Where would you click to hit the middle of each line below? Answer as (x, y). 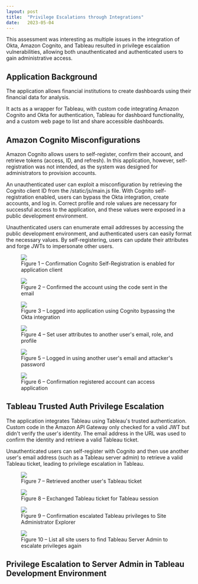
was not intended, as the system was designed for (97, 167)
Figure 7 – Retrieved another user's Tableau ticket (81, 481)
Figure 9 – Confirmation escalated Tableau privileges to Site (94, 515)
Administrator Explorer (48, 522)
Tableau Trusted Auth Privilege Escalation (85, 406)
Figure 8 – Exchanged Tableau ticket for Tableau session (90, 498)
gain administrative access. (39, 58)
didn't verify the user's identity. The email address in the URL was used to (96, 433)
